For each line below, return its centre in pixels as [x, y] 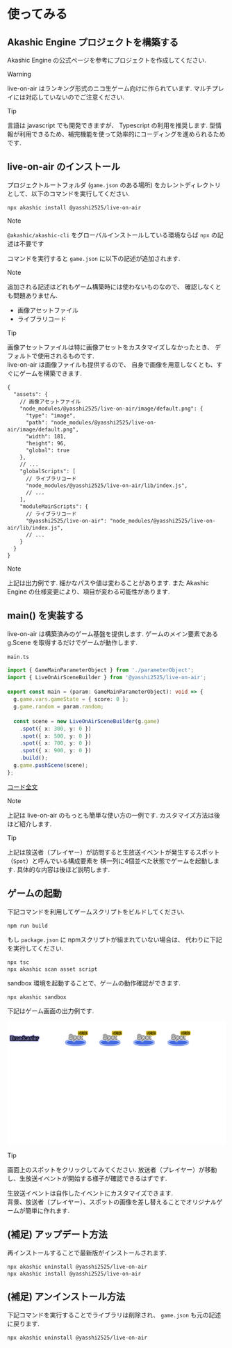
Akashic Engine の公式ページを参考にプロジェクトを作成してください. [107, 60]
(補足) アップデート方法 [57, 1235]
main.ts [18, 657]
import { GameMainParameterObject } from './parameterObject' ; [101, 670]
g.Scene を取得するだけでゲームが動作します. [72, 642]
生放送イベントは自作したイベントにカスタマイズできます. [90, 1194]
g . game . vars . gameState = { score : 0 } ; [71, 699]
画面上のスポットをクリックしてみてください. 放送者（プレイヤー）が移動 [112, 1170]
